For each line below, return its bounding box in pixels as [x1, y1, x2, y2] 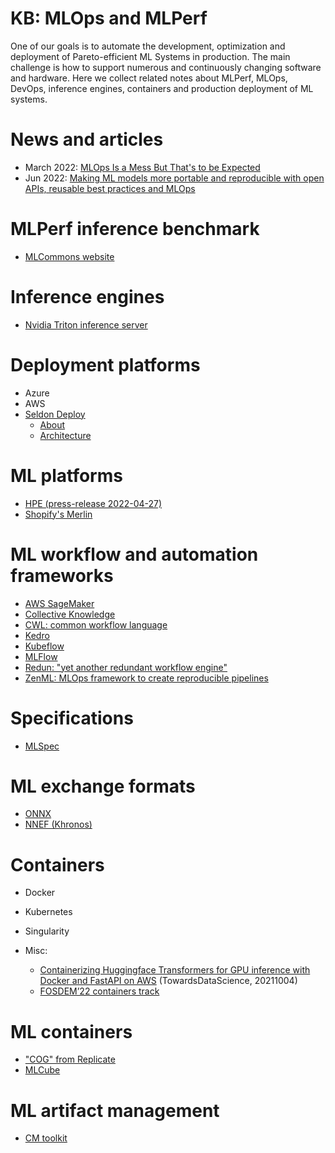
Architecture [39, 429, 92, 441]
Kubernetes [24, 906, 73, 918]
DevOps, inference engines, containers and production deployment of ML [10, 82, 314, 94]
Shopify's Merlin [24, 508, 93, 520]
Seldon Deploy [24, 408, 86, 420]
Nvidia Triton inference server [24, 318, 148, 331]
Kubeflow [24, 640, 65, 652]
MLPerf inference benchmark [10, 218, 260, 241]
